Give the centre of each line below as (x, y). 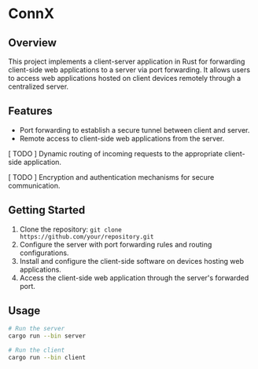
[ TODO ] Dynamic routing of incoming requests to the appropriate (115, 153)
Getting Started (47, 210)
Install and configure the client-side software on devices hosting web (132, 261)
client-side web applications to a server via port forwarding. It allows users (129, 70)
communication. (34, 185)
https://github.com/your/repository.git (87, 236)
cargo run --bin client (47, 358)
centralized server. (39, 86)
